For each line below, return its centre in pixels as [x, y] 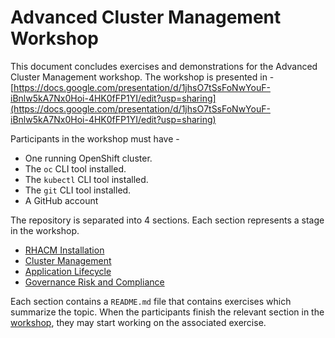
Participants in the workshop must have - [95, 138]
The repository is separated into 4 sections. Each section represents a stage [167, 220]
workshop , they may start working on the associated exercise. [138, 322]
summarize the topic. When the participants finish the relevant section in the [167, 312]
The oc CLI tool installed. [75, 168]
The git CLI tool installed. [78, 190]
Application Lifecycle [68, 271]
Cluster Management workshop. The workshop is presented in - [142, 77]
